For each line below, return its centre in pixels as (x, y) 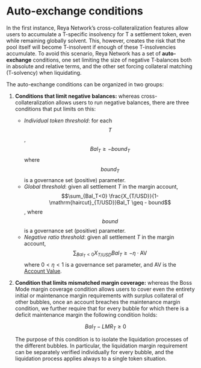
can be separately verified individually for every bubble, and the (94, 352)
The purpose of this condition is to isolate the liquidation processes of (101, 340)
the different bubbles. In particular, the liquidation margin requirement (101, 346)
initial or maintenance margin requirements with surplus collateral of (99, 295)
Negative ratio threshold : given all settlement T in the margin (99, 237)
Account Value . (43, 271)
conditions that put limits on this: (55, 109)
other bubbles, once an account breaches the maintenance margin (97, 302)
